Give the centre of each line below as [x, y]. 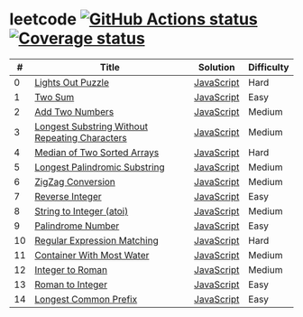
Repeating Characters [81, 137]
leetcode [43, 19]
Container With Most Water [92, 255]
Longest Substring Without [92, 126]
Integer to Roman [71, 269]
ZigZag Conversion [75, 182]
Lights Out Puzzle [72, 82]
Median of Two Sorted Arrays [97, 152]
